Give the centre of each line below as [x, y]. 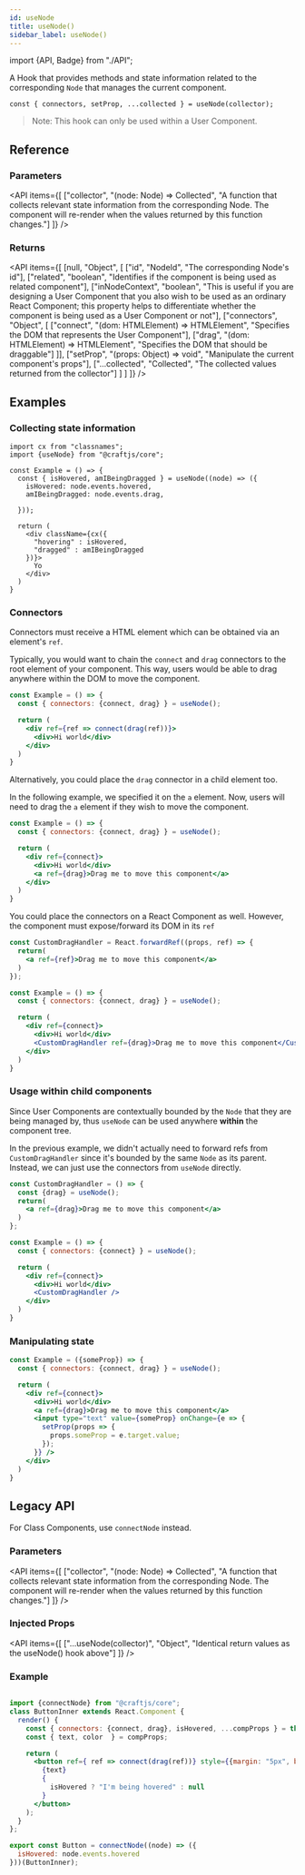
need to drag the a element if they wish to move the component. [129, 807]
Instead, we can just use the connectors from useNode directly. [126, 1167]
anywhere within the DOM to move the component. [105, 679]
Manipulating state [52, 1341]
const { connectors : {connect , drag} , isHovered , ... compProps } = [156, 1728]
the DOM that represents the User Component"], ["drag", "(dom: [129, 335]
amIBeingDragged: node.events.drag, [95, 495]
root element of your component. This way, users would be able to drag [143, 669]
